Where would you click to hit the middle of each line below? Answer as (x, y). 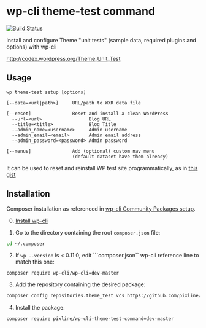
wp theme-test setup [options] (46, 92)
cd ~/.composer (26, 244)
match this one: (35, 262)
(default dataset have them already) (120, 157)
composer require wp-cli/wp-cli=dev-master (63, 273)
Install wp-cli (31, 221)
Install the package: (40, 308)
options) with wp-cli (32, 47)
